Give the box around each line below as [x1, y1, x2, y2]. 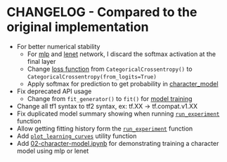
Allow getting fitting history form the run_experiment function [16, 124, 193, 133]
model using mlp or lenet [16, 147, 89, 155]
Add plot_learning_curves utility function [16, 131, 137, 140]
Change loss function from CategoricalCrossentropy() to [27, 65, 193, 73]
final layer [27, 57, 56, 65]
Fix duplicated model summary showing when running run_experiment [16, 109, 220, 118]
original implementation [6, 19, 149, 35]
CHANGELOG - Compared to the [6, 4, 197, 20]
